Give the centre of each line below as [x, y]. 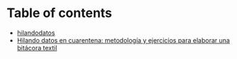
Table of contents [60, 13]
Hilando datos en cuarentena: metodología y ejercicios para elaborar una [123, 40]
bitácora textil [37, 48]
